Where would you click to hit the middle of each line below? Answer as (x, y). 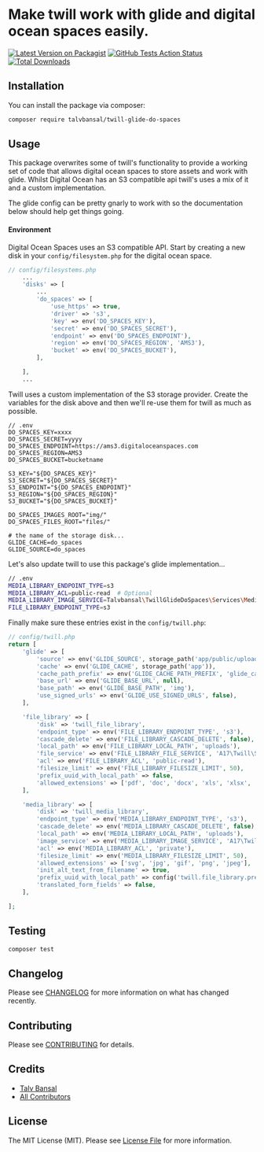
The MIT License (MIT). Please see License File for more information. (120, 1140)
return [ (22, 644)
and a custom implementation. (57, 188)
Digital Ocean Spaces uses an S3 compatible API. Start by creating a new (127, 247)
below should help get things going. (66, 212)
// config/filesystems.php (52, 270)
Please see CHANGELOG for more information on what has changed (119, 992)
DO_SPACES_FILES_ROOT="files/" (59, 522)
